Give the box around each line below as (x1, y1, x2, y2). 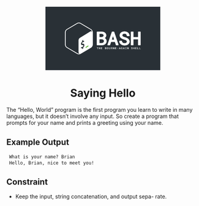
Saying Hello (70, 86, 136, 100)
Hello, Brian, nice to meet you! (9, 160, 95, 166)
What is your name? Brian (9, 154, 75, 160)
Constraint (6, 177, 48, 187)
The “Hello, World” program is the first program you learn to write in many (6, 106, 193, 114)
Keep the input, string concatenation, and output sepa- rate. (15, 193, 167, 200)
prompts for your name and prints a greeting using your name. (6, 119, 163, 127)
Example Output (6, 137, 69, 147)
